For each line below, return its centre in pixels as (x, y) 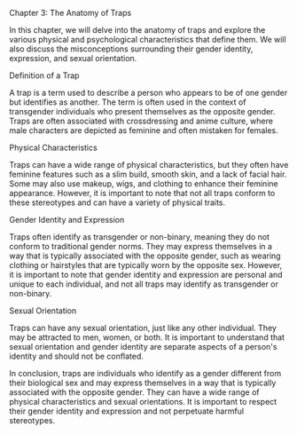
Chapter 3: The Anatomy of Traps (70, 13)
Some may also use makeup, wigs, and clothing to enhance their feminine (144, 184)
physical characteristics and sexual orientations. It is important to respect (143, 402)
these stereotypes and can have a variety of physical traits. (117, 202)
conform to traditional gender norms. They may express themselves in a (141, 246)
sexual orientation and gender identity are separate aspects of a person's (143, 347)
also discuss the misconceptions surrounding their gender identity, (131, 49)
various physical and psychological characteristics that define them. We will (148, 39)
